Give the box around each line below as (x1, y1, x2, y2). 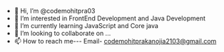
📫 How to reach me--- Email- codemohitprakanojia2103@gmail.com (14, 37, 217, 45)
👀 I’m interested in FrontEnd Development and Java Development (14, 14, 205, 22)
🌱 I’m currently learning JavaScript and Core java (14, 22, 159, 30)
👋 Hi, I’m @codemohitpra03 (14, 7, 96, 15)
